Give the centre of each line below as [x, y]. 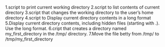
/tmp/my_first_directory [29, 39]
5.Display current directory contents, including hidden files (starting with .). [82, 23]
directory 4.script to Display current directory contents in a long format [78, 18]
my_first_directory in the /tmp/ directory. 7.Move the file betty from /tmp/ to [82, 34]
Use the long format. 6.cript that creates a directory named [66, 28]
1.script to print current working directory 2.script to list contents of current [82, 7]
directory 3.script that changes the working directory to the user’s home [79, 12]
